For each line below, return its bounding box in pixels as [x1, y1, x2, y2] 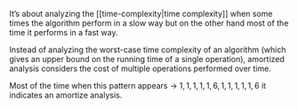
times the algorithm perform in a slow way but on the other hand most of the [9, 18, 289, 28]
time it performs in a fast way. [9, 27, 118, 37]
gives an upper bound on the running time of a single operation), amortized [9, 54, 285, 64]
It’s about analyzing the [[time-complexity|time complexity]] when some [9, 9, 273, 19]
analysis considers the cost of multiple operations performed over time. [9, 63, 271, 74]
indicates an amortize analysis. [9, 90, 123, 100]
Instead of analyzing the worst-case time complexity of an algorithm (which [9, 44, 286, 55]
